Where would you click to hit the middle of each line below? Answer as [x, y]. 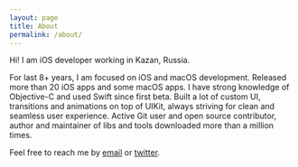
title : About [34, 26]
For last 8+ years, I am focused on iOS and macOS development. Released [148, 78]
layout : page [34, 18]
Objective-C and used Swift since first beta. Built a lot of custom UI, [135, 97]
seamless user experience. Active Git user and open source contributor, [143, 116]
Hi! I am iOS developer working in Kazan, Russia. [100, 60]
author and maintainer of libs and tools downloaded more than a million [141, 125]
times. [21, 135]
